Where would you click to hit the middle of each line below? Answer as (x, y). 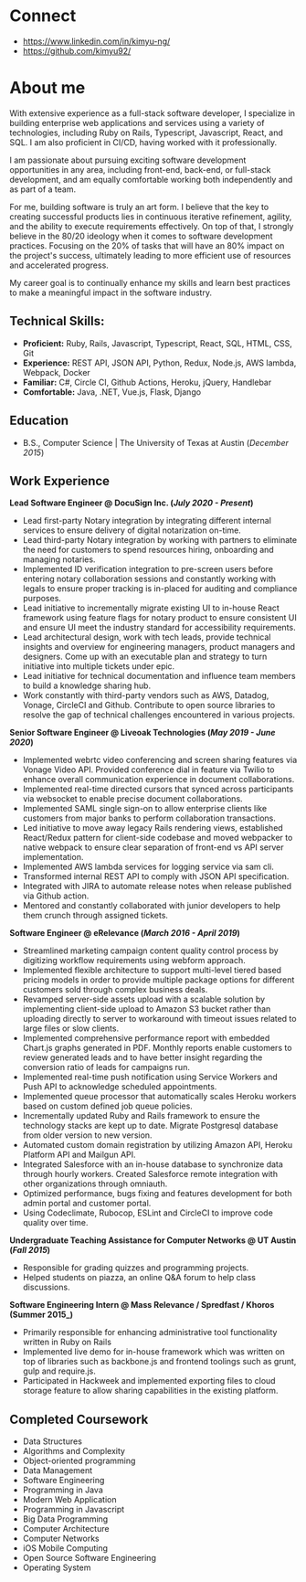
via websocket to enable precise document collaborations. (133, 799)
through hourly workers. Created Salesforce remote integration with (150, 1174)
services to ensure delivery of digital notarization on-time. (132, 530)
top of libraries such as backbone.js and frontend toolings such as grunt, (159, 1362)
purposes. (42, 599)
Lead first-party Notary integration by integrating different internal (147, 521)
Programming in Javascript (74, 1510)
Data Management (58, 1471)
